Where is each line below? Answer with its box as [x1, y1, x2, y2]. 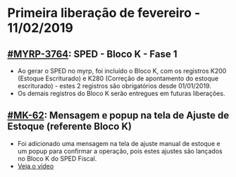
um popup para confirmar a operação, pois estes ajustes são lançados [17, 147, 223, 155]
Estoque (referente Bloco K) [7, 121, 132, 133]
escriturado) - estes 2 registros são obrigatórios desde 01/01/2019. [17, 82, 211, 90]
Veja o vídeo [17, 161, 54, 170]
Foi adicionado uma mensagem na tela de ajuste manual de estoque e [17, 139, 221, 147]
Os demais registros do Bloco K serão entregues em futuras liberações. [17, 90, 225, 97]
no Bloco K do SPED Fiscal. [17, 154, 97, 163]
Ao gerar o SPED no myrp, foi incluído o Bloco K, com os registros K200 [17, 67, 227, 75]
